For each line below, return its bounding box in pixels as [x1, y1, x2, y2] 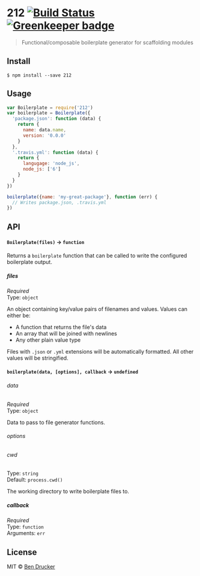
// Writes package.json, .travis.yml [12, 199, 107, 205]
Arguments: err [7, 530, 46, 537]
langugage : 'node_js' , [22, 160, 80, 167]
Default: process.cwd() [7, 476, 63, 483]
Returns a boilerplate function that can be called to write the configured [7, 252, 187, 259]
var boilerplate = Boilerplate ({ [7, 110, 91, 116]
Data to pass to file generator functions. [7, 419, 106, 426]
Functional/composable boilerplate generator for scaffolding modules [21, 39, 194, 46]
